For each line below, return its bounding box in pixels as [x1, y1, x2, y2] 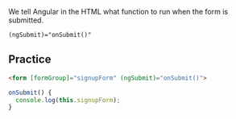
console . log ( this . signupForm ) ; [15, 96, 121, 104]
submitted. [8, 15, 44, 25]
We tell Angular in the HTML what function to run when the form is [8, 7, 228, 16]
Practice [8, 52, 52, 67]
